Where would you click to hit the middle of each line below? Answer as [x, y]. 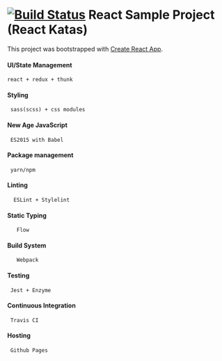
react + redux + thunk [40, 80]
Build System [27, 245]
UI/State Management [40, 65]
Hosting [19, 336]
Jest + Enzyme [31, 290]
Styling [18, 95]
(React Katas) [48, 30]
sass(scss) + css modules [48, 110]
